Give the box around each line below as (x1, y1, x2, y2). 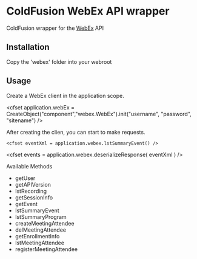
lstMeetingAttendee (15, 239, 65, 246)
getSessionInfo (15, 193, 53, 201)
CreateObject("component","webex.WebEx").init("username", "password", (6, 110, 192, 117)
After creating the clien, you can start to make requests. (6, 128, 145, 136)
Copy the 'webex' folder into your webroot (6, 58, 112, 65)
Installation (6, 42, 50, 52)
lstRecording (15, 187, 47, 195)
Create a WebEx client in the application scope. (6, 92, 124, 99)
